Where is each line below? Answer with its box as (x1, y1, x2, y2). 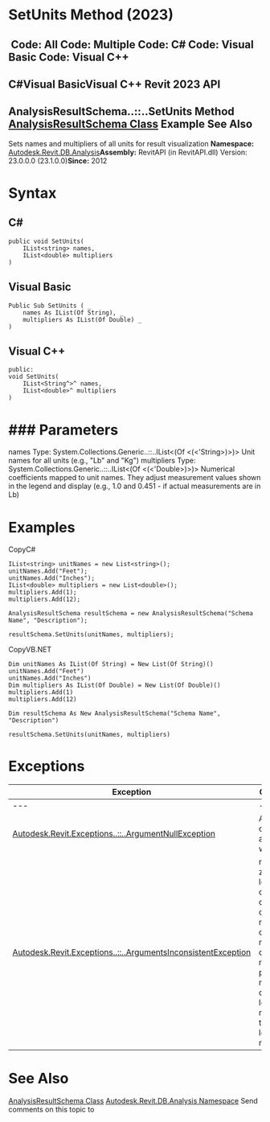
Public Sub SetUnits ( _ (8, 302, 92, 310)
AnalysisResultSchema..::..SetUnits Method (8, 105, 235, 118)
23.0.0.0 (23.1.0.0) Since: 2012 (8, 155, 108, 166)
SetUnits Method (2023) (8, 6, 174, 24)
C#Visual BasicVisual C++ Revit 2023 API (8, 77, 221, 91)
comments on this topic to (8, 1104, 95, 1115)
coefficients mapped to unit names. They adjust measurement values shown (8, 473, 261, 483)
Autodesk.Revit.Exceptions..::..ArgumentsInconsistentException (12, 947, 252, 958)
